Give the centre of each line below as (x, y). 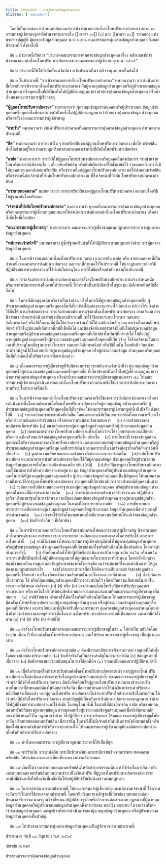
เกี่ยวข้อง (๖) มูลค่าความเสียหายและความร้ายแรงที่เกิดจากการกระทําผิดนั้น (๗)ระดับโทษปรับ (83, 453)
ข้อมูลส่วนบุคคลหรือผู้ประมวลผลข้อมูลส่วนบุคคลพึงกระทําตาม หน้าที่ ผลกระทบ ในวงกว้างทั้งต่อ (81, 805)
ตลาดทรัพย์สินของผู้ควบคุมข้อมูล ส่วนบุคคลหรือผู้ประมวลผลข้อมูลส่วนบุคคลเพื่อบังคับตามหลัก (80, 710)
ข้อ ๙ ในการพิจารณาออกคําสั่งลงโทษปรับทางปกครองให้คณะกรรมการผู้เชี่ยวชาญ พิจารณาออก (84, 530)
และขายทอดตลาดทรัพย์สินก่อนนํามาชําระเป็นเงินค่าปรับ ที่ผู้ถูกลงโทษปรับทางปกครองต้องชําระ (79, 773)
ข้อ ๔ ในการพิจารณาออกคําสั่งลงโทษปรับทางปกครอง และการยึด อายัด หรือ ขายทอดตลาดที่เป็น (85, 258)
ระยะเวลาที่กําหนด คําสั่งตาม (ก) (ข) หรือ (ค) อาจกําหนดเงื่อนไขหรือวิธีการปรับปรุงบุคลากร (77, 586)
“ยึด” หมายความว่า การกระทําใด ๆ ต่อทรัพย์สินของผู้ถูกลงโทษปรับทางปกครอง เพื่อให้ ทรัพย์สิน (81, 143)
